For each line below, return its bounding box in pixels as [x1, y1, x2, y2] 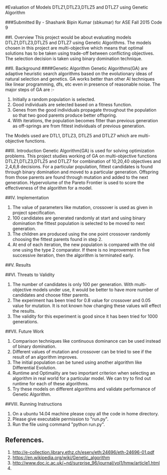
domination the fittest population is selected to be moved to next [12, 220, 145, 226]
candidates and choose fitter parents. [12, 292, 90, 298]
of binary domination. [12, 343, 57, 349]
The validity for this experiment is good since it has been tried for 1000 [12, 313, 158, 319]
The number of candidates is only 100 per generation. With [12, 282, 134, 287]
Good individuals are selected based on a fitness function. [12, 102, 132, 107]
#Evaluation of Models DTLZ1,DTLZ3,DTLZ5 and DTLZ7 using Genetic [5, 5, 149, 10]
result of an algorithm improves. [12, 354, 78, 360]
